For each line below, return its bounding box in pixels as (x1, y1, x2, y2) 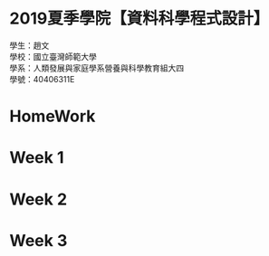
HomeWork (9, 106, 96, 127)
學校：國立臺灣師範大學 (9, 51, 97, 62)
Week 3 (9, 230, 68, 251)
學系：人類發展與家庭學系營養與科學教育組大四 (9, 62, 184, 73)
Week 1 (9, 147, 64, 168)
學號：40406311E (9, 73, 75, 84)
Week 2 (9, 189, 68, 209)
